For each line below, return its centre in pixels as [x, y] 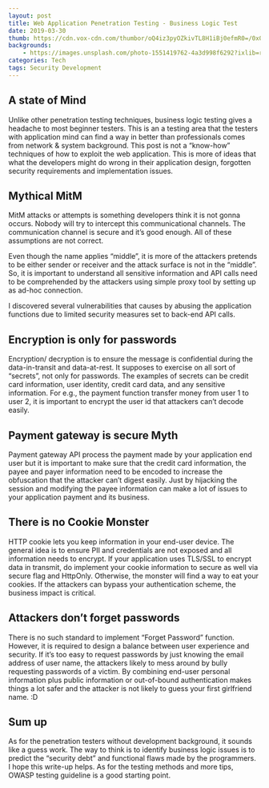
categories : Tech [37, 61]
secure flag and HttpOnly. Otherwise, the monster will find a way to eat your [133, 576]
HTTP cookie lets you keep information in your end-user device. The [121, 541]
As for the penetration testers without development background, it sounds [130, 742]
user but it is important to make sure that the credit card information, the [127, 463]
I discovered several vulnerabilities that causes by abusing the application [130, 306]
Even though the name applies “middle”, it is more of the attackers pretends [133, 257]
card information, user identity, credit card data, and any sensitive [117, 385]
